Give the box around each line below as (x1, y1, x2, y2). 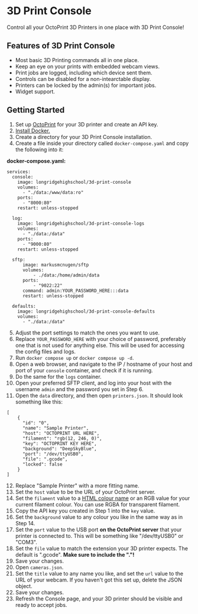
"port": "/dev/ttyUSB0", (22, 451, 84, 457)
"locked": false (22, 461, 63, 467)
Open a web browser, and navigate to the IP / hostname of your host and (15, 360, 193, 368)
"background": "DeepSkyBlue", (22, 446, 97, 451)
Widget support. (15, 87, 56, 95)
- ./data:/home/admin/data (33, 272, 100, 278)
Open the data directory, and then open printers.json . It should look (15, 392, 183, 399)
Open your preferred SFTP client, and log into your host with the (15, 379, 172, 386)
